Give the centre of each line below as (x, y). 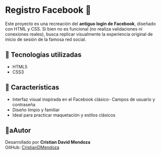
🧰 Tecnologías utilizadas (43, 55)
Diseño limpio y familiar (36, 110)
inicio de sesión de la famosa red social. (46, 39)
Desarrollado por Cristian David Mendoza (48, 142)
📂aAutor (18, 130)
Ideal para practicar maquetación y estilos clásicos (64, 115)
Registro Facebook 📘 (48, 10)
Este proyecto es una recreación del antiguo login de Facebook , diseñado (80, 24)
